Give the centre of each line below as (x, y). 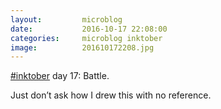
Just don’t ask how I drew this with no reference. (111, 95)
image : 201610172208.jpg (82, 47)
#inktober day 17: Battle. (60, 76)
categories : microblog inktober (86, 38)
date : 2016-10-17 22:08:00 (89, 29)
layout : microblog (66, 19)
